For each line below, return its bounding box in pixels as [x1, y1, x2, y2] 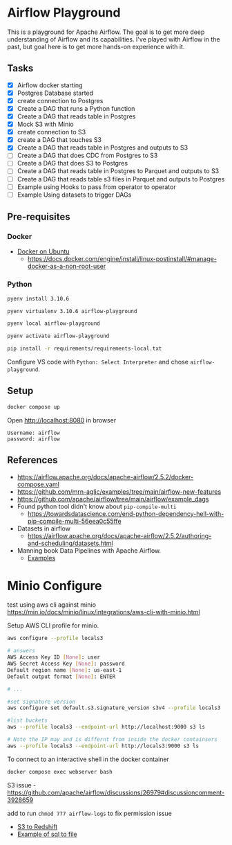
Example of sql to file [17, 830, 77, 838]
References [7, 454, 58, 466]
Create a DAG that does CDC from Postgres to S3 [17, 151, 158, 160]
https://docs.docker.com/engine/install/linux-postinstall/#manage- [27, 255, 217, 263]
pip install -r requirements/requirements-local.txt [7, 345, 162, 353]
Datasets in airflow [17, 524, 71, 533]
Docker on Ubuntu [17, 247, 70, 256]
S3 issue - [7, 781, 37, 789]
